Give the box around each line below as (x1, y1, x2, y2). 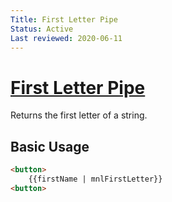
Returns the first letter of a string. (10, 109, 148, 121)
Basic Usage (10, 138, 90, 155)
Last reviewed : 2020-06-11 (10, 33, 123, 43)
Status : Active (10, 24, 74, 34)
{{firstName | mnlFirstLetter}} (28, 174, 163, 184)
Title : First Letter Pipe (10, 14, 118, 25)
